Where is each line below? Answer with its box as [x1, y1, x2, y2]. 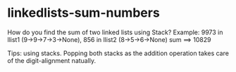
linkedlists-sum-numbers [7, 5, 160, 21]
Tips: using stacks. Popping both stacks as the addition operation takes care [7, 49, 229, 57]
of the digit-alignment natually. [7, 56, 97, 64]
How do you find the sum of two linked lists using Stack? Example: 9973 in [7, 28, 223, 36]
